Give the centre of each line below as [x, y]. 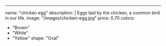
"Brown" [21, 27]
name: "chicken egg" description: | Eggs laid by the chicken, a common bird [83, 13]
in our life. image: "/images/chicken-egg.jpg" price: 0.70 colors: [70, 18]
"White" [20, 33]
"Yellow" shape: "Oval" [36, 38]
